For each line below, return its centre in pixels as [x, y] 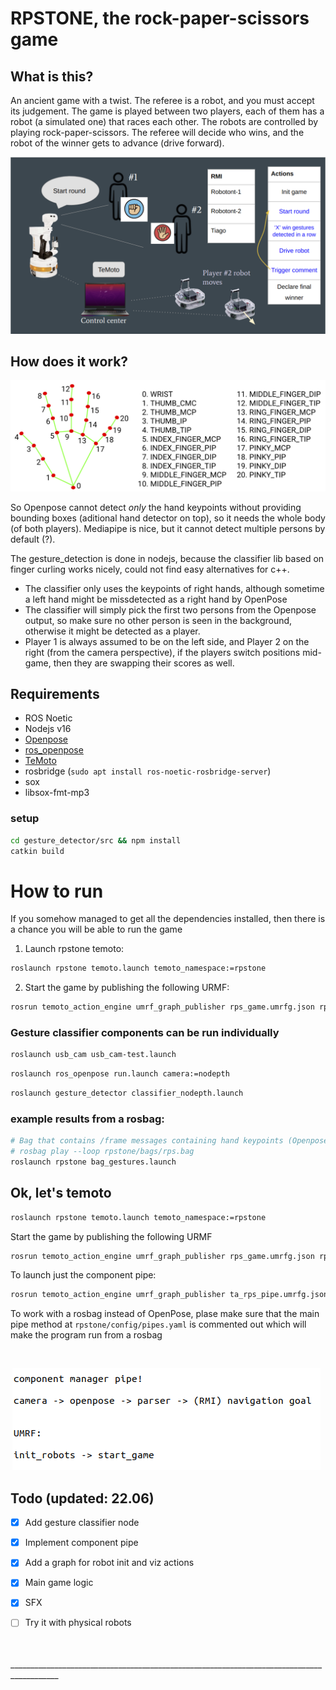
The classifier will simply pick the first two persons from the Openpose [170, 609]
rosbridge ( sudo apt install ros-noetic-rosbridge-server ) [148, 771]
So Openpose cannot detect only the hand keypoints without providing [156, 507]
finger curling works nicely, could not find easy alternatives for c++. [150, 569]
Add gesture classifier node [82, 1523]
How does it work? [69, 361]
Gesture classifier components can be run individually [145, 1032]
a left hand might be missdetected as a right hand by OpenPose [156, 599]
